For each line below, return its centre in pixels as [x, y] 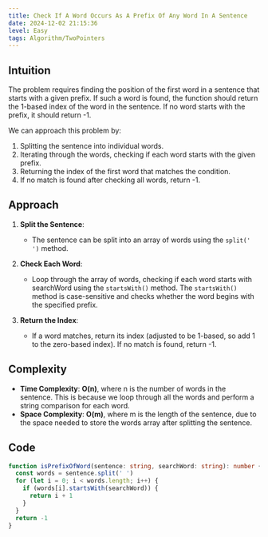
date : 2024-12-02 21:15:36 [53, 23]
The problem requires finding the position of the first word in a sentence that [134, 89]
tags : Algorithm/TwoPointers [57, 38]
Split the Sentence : [52, 224]
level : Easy [28, 30]
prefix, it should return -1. [50, 115]
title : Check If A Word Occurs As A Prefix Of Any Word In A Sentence [128, 16]
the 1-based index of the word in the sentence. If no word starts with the [127, 107]
